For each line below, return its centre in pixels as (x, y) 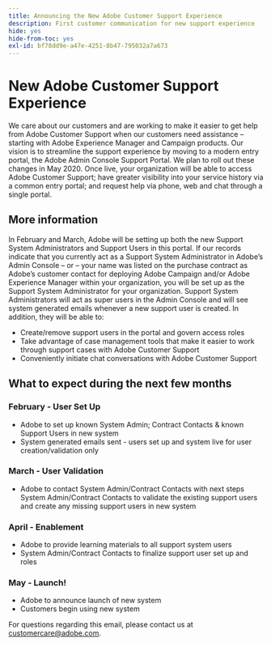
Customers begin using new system (80, 609)
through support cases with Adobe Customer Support (110, 350)
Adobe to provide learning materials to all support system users (126, 545)
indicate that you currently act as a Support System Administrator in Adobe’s (136, 257)
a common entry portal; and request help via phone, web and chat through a (135, 186)
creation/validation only (59, 450)
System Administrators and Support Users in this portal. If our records (125, 248)
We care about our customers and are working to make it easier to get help (133, 125)
